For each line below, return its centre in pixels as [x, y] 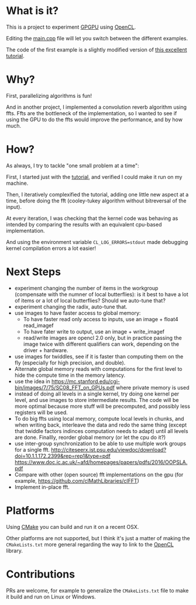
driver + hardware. [46, 350]
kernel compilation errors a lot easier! [51, 248]
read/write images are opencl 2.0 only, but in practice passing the [103, 338]
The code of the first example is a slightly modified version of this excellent [97, 49]
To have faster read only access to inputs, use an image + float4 [101, 319]
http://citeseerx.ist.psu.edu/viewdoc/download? [109, 449]
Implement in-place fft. [42, 487]
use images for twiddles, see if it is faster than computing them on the [99, 356]
